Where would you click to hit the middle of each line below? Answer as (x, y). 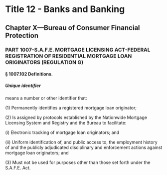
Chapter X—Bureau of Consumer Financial (73, 28)
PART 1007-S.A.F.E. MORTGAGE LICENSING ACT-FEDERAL (78, 49)
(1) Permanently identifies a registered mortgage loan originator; (71, 108)
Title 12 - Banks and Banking (65, 9)
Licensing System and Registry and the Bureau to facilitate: (66, 123)
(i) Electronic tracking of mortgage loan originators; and (62, 132)
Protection (22, 35)
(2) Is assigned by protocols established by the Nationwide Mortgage (76, 117)
